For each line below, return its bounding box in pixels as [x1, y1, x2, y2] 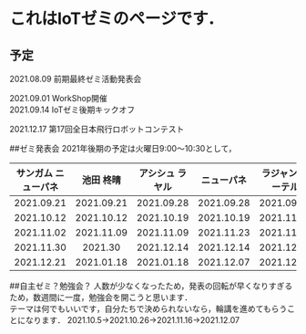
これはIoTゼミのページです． [9, 8, 224, 29]
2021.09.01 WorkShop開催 [9, 93, 107, 103]
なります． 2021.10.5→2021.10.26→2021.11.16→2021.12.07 [25, 315, 240, 325]
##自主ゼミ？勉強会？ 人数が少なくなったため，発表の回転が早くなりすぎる [9, 280, 293, 291]
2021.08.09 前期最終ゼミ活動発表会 [9, 74, 142, 84]
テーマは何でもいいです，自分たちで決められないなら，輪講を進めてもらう [9, 303, 288, 314]
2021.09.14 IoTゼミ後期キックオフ [9, 104, 136, 115]
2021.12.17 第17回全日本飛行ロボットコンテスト [9, 124, 185, 134]
